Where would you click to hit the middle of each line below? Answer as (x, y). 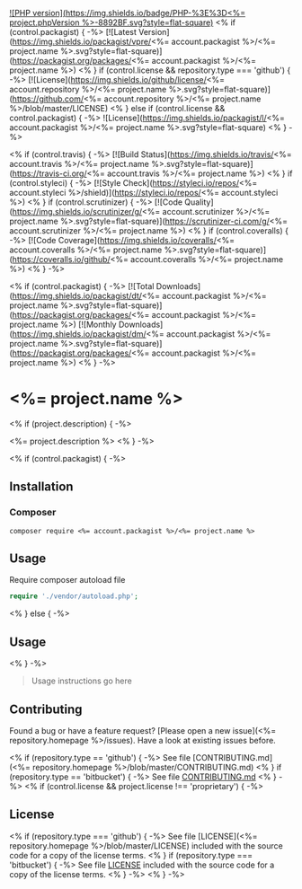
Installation (41, 487)
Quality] (199, 202)
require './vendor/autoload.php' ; (74, 596)
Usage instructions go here (81, 681)
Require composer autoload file (67, 580)
